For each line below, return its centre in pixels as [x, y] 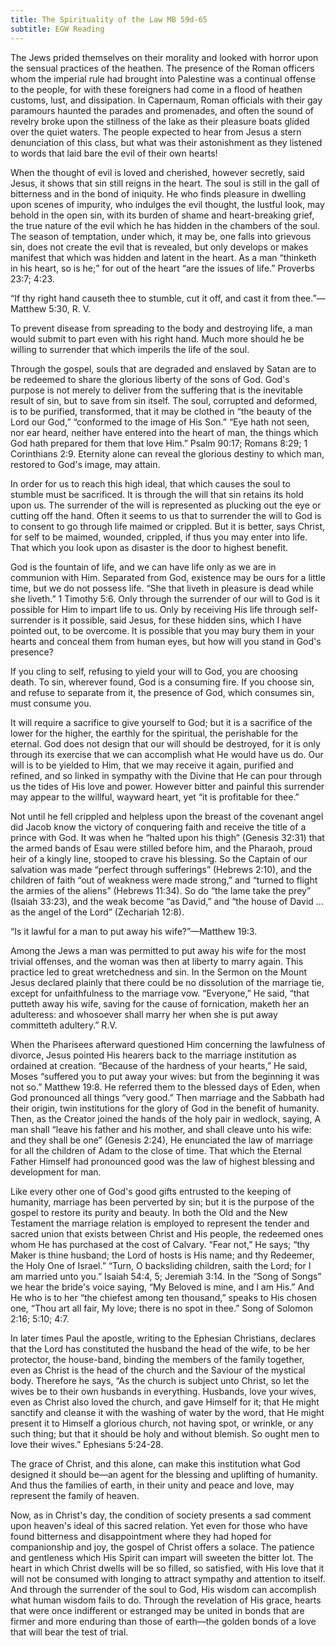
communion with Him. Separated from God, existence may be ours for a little [168, 577]
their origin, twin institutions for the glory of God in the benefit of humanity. [165, 1108]
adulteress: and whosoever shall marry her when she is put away [144, 1014]
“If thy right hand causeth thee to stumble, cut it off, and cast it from [150, 298]
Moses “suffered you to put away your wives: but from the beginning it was [165, 1076]
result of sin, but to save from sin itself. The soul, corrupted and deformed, [164, 400]
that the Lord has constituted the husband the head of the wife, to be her [160, 1348]
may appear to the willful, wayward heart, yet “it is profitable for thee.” [155, 797]
